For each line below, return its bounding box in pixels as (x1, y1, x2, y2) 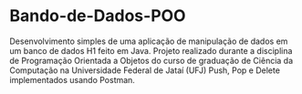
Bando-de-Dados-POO (9, 5, 186, 26)
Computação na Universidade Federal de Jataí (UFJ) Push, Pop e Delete (9, 65, 281, 76)
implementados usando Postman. (9, 74, 135, 85)
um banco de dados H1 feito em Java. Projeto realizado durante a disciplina (9, 45, 293, 56)
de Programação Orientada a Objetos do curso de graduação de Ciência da (9, 55, 294, 66)
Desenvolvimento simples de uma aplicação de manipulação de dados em (9, 36, 288, 47)
